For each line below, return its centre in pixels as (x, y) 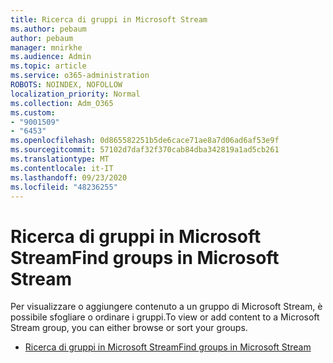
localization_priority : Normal (75, 94)
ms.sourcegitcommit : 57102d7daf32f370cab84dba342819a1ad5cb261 (145, 150)
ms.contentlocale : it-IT (62, 168)
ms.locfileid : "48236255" (64, 187)
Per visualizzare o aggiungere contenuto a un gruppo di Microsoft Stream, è (166, 307)
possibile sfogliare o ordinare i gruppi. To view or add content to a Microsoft (165, 317)
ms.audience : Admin (51, 57)
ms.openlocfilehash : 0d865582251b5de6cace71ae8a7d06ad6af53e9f (145, 141)
